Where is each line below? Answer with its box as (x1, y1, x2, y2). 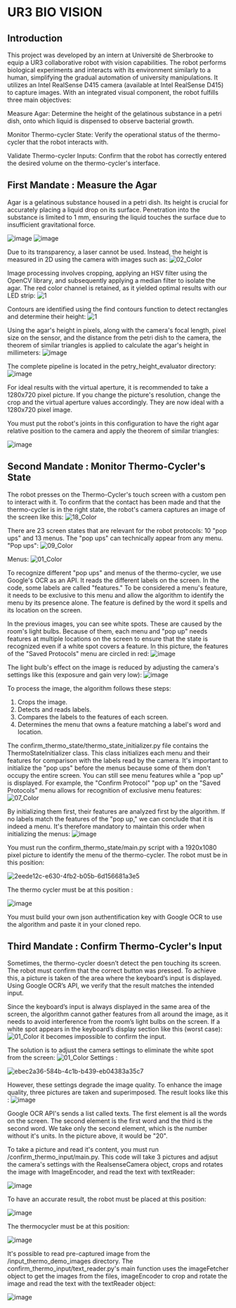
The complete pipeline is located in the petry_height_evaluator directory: (7, 361, 216, 370)
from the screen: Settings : (7, 1053, 118, 1062)
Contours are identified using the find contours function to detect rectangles (7, 304, 228, 313)
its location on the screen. (7, 605, 83, 614)
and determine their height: (7, 312, 86, 321)
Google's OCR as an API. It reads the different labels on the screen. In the (7, 576, 220, 584)
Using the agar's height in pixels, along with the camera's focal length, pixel (7, 326, 226, 334)
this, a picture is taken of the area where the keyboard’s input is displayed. (7, 974, 223, 982)
